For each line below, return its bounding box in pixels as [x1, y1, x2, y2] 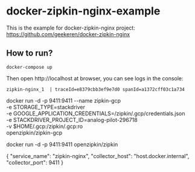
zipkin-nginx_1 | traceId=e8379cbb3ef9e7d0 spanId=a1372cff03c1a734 [6, 86, 185, 92]
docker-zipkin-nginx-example [6, 4, 161, 18]
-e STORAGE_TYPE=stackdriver [6, 103, 86, 110]
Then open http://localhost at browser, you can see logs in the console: [6, 74, 184, 82]
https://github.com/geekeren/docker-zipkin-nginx [6, 30, 130, 37]
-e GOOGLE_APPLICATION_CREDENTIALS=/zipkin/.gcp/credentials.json [6, 110, 185, 117]
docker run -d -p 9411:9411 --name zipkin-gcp [6, 97, 121, 104]
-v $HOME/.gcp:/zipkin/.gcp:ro [6, 123, 83, 130]
